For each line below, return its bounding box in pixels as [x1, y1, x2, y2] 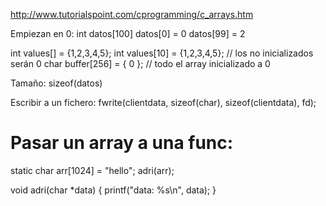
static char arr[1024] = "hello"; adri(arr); [10, 164, 175, 176]
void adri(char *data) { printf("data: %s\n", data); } [10, 184, 217, 196]
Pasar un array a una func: [10, 132, 234, 154]
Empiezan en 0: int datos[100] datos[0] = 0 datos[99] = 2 [10, 28, 246, 39]
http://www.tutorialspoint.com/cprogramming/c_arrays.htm [10, 9, 254, 20]
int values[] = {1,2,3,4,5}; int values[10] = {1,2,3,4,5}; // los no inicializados [10, 47, 314, 59]
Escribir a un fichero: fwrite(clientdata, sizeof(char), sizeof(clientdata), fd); [10, 97, 317, 108]
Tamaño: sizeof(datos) [10, 77, 103, 89]
